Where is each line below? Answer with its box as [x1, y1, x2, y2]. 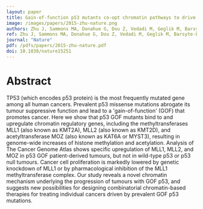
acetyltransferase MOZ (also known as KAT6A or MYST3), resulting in [6, 132, 180, 140]
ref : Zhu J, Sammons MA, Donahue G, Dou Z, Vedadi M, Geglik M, [6, 31, 172, 37]
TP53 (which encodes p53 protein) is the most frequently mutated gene [6, 94, 185, 101]
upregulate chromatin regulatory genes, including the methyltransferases [6, 120, 188, 127]
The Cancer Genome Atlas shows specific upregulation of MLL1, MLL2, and [6, 146, 194, 153]
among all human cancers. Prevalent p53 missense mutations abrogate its [6, 100, 190, 108]
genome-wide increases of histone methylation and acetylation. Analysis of [6, 139, 195, 146]
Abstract [6, 74, 51, 88]
